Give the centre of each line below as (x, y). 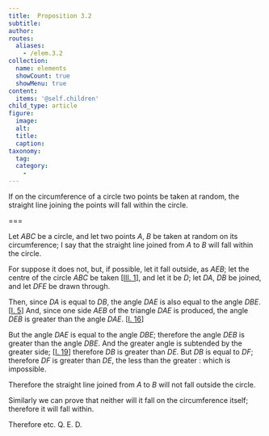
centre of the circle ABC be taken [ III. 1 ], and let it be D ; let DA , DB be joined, (135, 278)
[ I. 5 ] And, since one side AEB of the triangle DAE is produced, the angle (128, 310)
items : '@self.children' (57, 99)
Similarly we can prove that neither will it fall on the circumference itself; (128, 400)
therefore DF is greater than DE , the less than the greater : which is (120, 361)
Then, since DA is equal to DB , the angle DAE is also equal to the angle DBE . (134, 302)
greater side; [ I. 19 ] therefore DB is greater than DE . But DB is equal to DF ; (131, 352)
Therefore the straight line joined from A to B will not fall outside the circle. (132, 385)
